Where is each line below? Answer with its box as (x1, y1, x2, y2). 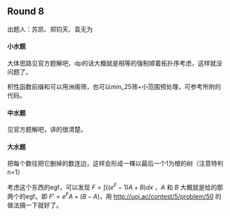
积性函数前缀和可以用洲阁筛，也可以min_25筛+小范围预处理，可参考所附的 (7, 83, 222, 91)
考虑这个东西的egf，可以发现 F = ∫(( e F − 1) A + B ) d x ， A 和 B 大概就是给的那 (7, 182, 224, 192)
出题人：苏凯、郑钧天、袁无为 (7, 24, 93, 33)
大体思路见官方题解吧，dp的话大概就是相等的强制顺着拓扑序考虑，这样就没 (7, 59, 223, 68)
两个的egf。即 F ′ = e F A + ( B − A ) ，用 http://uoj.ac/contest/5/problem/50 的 (7, 191, 222, 201)
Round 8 (7, 6, 45, 17)
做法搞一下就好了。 (7, 201, 63, 209)
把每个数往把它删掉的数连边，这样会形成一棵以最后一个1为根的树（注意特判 (7, 160, 224, 168)
